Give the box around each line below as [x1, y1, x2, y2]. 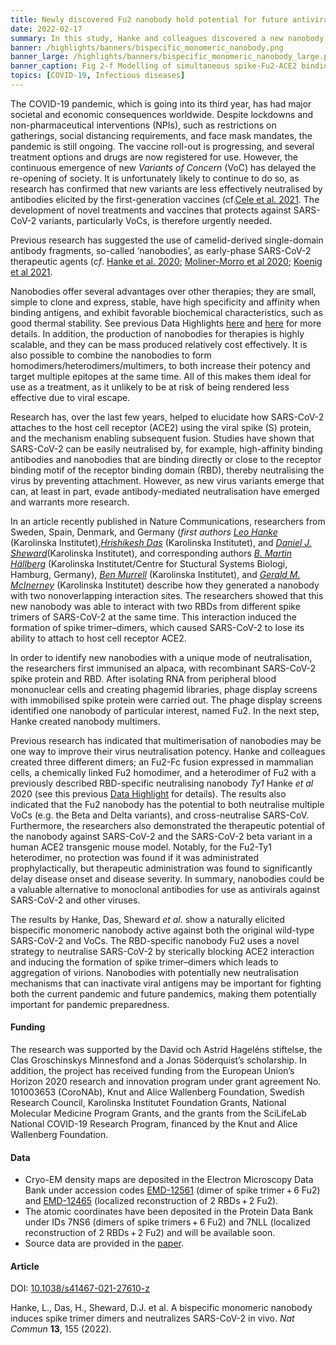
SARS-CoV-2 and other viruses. [10, 894, 141, 906]
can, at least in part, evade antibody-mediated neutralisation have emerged [10, 485, 320, 497]
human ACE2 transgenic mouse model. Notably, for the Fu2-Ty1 [10, 841, 272, 853]
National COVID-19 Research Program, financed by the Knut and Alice [10, 1118, 298, 1130]
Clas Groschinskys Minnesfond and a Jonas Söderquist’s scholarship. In [10, 1054, 308, 1066]
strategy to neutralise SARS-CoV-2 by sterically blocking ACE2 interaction [10, 945, 315, 957]
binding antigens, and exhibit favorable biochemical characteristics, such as [10, 306, 323, 318]
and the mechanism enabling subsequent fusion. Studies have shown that [10, 432, 315, 444]
